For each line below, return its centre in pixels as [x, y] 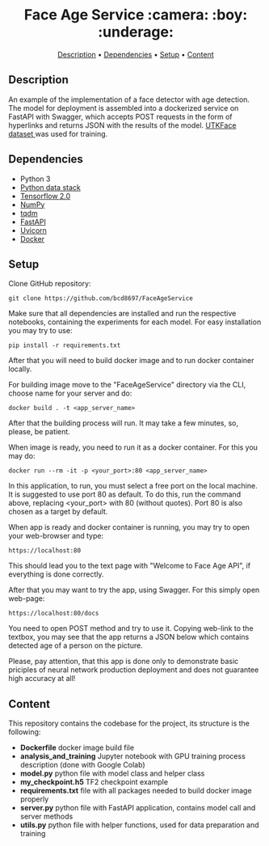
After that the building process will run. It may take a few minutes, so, [124, 423]
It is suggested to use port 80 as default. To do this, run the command [124, 494]
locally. [20, 369]
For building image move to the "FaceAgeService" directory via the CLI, [127, 385]
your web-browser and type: [56, 536]
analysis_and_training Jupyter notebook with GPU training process [133, 756]
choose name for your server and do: [70, 393]
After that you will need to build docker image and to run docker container [131, 361]
